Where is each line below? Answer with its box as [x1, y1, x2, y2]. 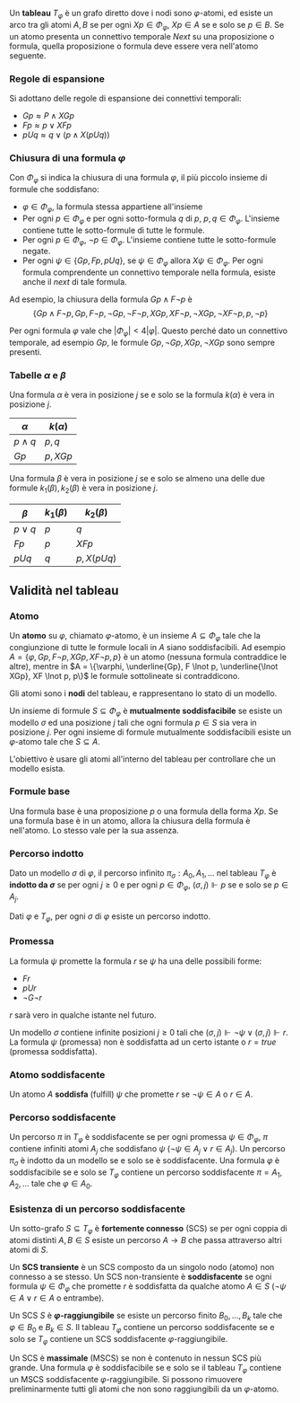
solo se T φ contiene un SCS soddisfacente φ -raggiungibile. [9, 1333, 228, 1346]
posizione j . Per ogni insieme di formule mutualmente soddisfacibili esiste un [9, 727, 292, 737]
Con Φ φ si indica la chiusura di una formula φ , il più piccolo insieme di [9, 172, 268, 185]
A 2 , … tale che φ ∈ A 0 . [9, 1178, 93, 1191]
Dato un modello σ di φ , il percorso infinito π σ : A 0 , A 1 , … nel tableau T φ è [9, 868, 277, 880]
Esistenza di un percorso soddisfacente [9, 1203, 186, 1215]
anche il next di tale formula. [21, 277, 127, 287]
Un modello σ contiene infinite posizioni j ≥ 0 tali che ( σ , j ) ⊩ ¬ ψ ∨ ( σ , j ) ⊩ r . [9, 1027, 288, 1037]
